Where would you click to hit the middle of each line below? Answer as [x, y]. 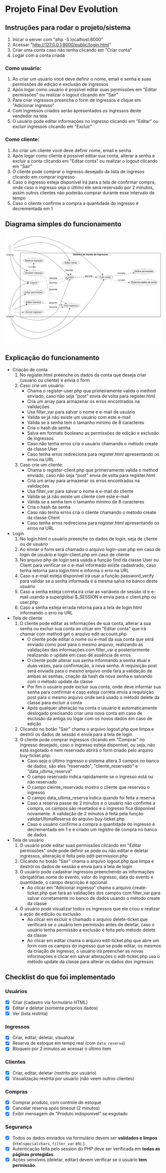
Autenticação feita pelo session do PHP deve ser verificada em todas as [86, 1149]
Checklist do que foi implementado [60, 977]
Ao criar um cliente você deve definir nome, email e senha [72, 150]
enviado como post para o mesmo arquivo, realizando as [85, 645]
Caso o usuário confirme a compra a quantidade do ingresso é [91, 824]
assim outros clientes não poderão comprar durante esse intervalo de [83, 193]
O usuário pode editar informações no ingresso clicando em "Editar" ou [85, 121]
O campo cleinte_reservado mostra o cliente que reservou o [88, 787]
